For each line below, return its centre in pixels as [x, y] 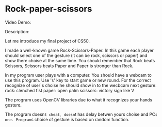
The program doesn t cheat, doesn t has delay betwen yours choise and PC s [81, 114]
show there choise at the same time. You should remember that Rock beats [80, 60]
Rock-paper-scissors [49, 9]
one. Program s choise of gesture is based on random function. [67, 119]
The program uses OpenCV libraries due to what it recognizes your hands [79, 99]
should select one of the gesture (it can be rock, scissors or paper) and [76, 55]
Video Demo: [18, 22]
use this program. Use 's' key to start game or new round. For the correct [78, 80]
